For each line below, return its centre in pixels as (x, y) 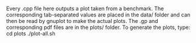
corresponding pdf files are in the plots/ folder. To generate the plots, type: (98, 27)
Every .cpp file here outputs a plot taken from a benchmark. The (85, 9)
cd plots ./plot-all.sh (31, 34)
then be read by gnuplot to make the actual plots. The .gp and (82, 21)
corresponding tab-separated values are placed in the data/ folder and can (98, 15)
